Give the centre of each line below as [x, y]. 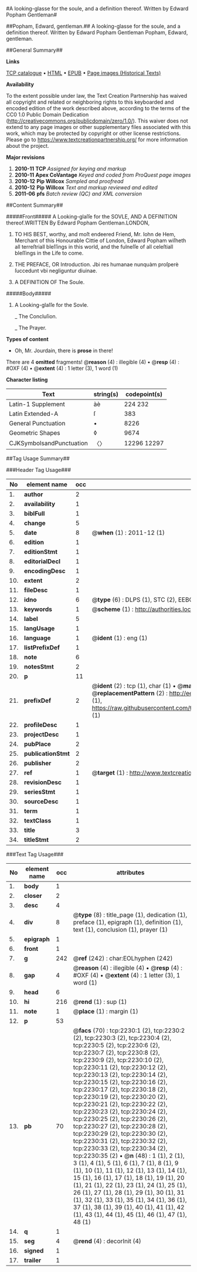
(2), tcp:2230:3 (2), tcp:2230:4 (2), [122, 1038]
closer [33, 896]
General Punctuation [37, 423]
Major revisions [26, 157]
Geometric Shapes [35, 433]
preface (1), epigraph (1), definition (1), [128, 922]
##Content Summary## [35, 205]
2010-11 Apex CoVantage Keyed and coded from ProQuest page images [103, 175]
